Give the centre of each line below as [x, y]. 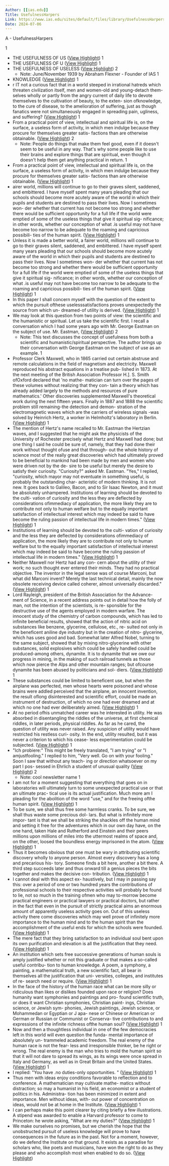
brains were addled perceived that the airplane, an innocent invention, [85, 691]
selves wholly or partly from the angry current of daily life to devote [82, 95]
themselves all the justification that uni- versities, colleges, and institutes [88, 976]
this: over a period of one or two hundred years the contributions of [82, 885]
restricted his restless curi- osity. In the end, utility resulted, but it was [85, 734]
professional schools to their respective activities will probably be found [87, 890]
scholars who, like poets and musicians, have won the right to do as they [88, 1148]
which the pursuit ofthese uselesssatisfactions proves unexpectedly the [87, 305]
